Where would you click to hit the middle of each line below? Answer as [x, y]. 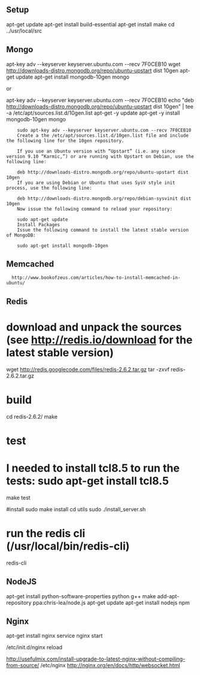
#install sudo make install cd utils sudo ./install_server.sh [76, 509]
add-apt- [168, 596]
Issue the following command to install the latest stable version [103, 230]
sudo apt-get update [43, 219]
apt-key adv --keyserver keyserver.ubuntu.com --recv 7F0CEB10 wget [93, 64]
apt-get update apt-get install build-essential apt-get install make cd [90, 24]
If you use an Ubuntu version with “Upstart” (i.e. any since [96, 151]
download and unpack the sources [94, 327]
